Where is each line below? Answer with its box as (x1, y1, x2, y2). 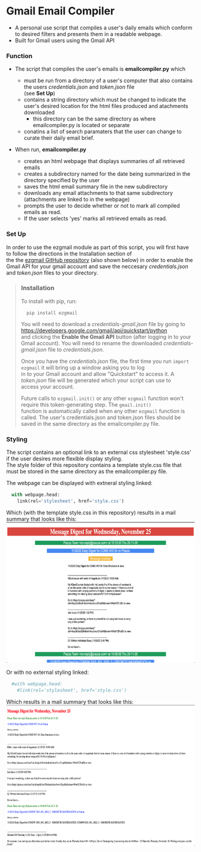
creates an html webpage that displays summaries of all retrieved (23, 158, 185, 165)
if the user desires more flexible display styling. (6, 455, 123, 462)
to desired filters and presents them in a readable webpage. (14, 30, 163, 37)
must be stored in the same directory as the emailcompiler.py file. (6, 468, 167, 475)
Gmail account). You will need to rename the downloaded (20, 339, 163, 347)
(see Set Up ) (23, 90, 56, 97)
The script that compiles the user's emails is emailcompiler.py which (14, 65, 185, 73)
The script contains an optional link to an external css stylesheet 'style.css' (6, 448, 191, 456)
